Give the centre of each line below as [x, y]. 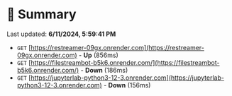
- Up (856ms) [98, 55]
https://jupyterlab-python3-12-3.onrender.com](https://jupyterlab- [128, 78]
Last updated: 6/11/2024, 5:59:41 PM [61, 34]
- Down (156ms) [127, 85]
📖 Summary [42, 14]
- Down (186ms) [104, 70]
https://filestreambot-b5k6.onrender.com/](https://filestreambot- [125, 62]
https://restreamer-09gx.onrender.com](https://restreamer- [118, 47]
